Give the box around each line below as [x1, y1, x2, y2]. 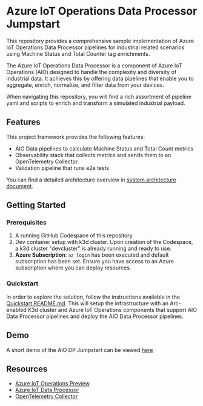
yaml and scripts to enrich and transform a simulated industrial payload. [6, 99, 186, 107]
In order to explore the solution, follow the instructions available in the [6, 293, 181, 300]
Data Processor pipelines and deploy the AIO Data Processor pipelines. [6, 313, 184, 320]
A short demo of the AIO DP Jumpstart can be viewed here [6, 346, 153, 353]
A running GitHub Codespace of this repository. [15, 232, 135, 239]
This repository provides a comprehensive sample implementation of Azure [6, 37, 195, 44]
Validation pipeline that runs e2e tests [15, 164, 110, 171]
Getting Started [6, 200, 66, 211]
